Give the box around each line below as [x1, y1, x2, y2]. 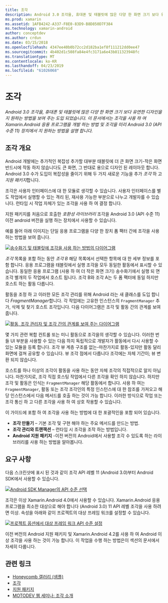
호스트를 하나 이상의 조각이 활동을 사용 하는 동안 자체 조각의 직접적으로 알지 [5, 367, 152, 373]
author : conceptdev [5, 31, 46, 36]
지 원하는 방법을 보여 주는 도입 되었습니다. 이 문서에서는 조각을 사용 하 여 [5, 115, 146, 121]
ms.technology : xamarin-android [5, 26, 72, 31]
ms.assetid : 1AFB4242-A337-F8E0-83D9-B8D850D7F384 [5, 21, 113, 27]
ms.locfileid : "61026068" [5, 68, 59, 73]
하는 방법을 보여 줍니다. [5, 234, 51, 240]
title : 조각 [5, 7, 28, 13]
